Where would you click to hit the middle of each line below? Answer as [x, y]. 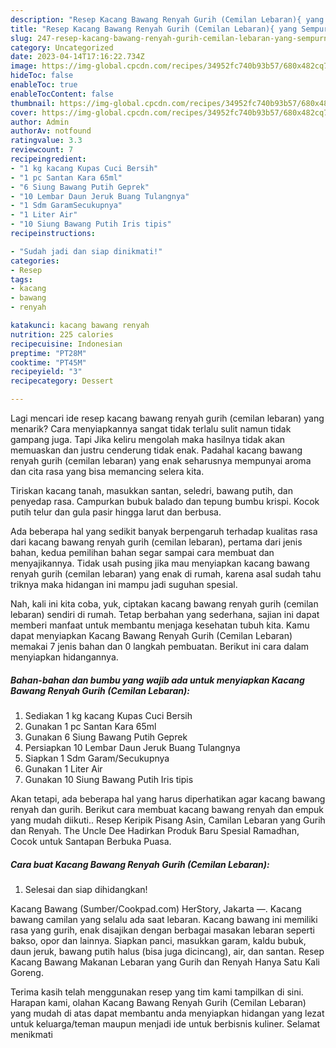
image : [24, 66]
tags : [21, 279]
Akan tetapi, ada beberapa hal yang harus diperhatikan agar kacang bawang [168, 798]
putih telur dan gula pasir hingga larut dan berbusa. [116, 512]
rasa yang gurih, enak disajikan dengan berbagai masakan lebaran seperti [162, 930]
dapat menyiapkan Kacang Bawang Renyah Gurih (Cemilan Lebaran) [151, 635]
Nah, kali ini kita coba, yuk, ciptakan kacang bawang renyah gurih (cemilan [164, 604]
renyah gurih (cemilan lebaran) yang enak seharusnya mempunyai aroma [161, 460]
